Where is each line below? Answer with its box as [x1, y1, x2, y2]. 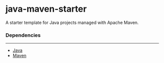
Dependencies [5, 32, 41, 39]
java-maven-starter [5, 3, 87, 15]
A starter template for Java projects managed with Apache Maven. [5, 20, 139, 25]
